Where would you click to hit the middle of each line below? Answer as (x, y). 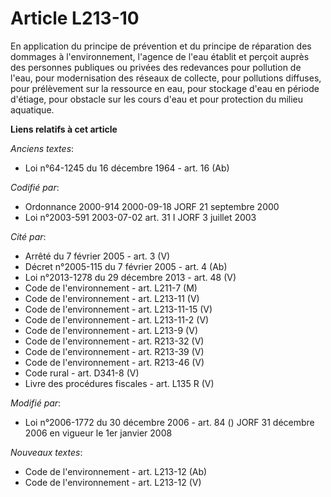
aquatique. (32, 109)
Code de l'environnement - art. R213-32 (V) (114, 341)
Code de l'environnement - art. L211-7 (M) (111, 288)
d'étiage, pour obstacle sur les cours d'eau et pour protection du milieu (157, 99)
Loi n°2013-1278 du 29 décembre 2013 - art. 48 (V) (130, 277)
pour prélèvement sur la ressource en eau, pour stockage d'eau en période (165, 88)
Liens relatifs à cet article (64, 129)
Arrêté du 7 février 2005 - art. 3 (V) (97, 256)
